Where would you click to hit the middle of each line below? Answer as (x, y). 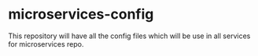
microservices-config (81, 14)
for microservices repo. (46, 44)
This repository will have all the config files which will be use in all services (129, 36)
